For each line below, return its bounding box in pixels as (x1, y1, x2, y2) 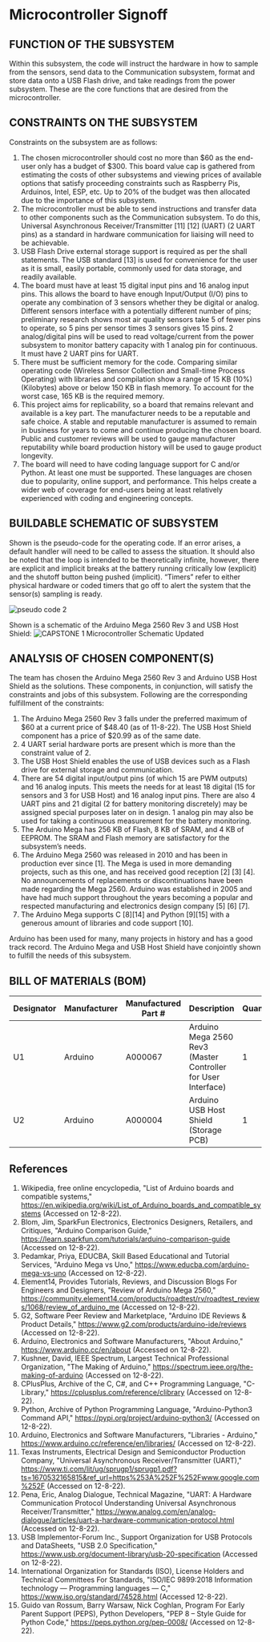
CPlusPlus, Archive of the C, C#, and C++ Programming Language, (20, 1379, 242, 1389)
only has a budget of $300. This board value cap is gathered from (37, 161, 256, 171)
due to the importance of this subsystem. (20, 195, 157, 205)
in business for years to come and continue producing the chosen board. (20, 425, 262, 434)
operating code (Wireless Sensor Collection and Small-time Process (20, 365, 245, 375)
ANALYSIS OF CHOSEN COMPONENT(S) (9, 652, 215, 666)
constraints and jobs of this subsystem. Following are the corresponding (9, 690, 248, 700)
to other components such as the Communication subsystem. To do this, (20, 212, 261, 222)
